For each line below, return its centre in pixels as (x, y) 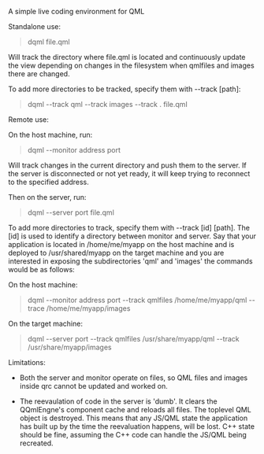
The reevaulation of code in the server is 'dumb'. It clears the (119, 401)
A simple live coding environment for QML (76, 11)
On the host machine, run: (50, 135)
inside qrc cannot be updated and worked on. (93, 386)
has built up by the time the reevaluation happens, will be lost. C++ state (137, 426)
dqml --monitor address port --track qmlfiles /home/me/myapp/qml (137, 300)
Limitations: (27, 362)
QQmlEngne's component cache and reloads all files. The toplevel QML (136, 410)
